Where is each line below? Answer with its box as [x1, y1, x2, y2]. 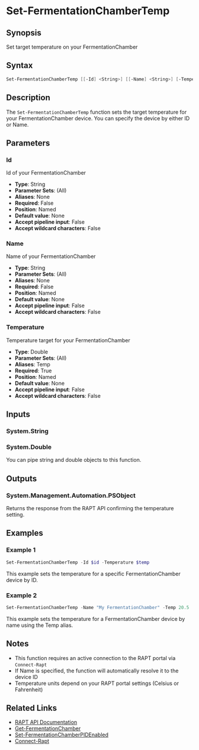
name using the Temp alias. [6, 622, 73, 629]
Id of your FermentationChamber [6, 169, 86, 176]
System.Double [6, 443, 52, 451]
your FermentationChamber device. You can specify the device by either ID [6, 114, 190, 122]
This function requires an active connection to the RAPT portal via [14, 654, 176, 661]
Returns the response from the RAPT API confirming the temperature [6, 505, 174, 512]
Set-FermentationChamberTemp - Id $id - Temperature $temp [6, 559, 150, 565]
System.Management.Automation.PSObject [6, 491, 136, 500]
